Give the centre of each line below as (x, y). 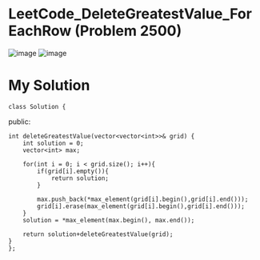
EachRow (40, 31)
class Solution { (37, 106)
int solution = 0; (53, 143)
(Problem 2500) (128, 31)
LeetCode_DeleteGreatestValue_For (130, 14)
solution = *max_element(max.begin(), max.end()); (109, 220)
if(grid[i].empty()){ (73, 171)
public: (20, 122)
